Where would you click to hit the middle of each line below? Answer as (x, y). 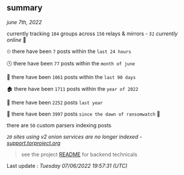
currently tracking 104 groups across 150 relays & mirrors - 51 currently (92, 34)
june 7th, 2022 (24, 22)
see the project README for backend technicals (79, 154)
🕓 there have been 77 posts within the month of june (71, 63)
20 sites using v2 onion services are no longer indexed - (74, 137)
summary (25, 8)
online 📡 (16, 39)
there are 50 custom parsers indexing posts (59, 125)
